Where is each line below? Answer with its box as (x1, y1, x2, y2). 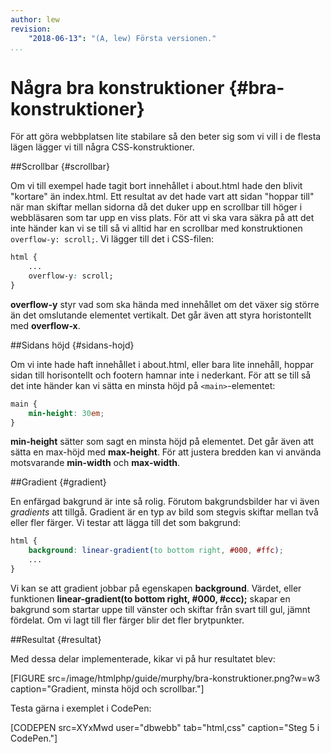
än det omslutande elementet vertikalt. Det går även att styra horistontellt (10, 309, 312, 321)
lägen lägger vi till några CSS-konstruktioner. (10, 141, 195, 153)
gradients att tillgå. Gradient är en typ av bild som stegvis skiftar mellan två (10, 506, 319, 518)
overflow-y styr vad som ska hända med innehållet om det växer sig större (10, 298, 320, 310)
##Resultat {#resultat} (10, 633, 102, 645)
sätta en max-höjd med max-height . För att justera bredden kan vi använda (10, 446, 322, 458)
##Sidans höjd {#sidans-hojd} (10, 339, 135, 351)
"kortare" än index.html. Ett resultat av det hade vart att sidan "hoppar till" (10, 191, 315, 203)
